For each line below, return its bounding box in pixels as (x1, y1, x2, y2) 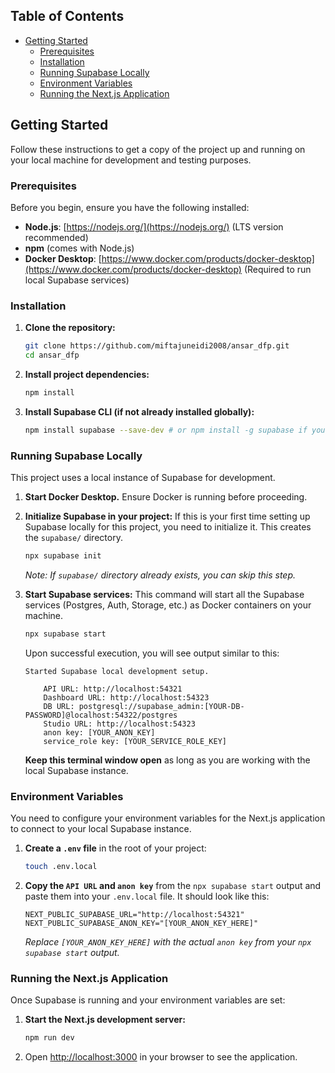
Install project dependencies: (24, 368, 150, 380)
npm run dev (24, 1033, 75, 1043)
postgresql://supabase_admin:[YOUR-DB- (78, 701, 245, 711)
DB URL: (43, 701, 75, 711)
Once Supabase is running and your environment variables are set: (10, 994, 286, 1006)
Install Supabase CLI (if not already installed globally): (24, 405, 255, 418)
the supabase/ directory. (24, 532, 123, 544)
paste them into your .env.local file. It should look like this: (24, 890, 270, 902)
